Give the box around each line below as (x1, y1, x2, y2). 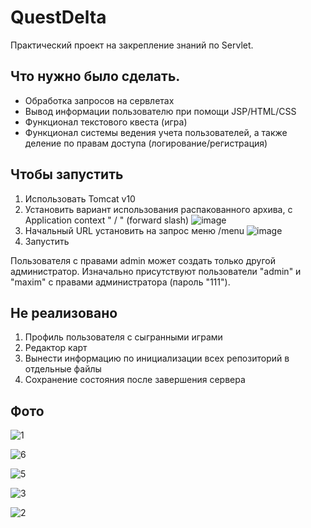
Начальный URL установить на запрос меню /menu (24, 224, 245, 236)
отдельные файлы (24, 363, 102, 375)
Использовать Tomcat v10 (24, 192, 136, 205)
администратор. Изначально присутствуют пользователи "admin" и (10, 265, 302, 277)
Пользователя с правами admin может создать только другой (10, 254, 276, 266)
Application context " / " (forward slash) (24, 214, 190, 226)
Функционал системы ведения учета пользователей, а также (24, 126, 288, 138)
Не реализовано (10, 304, 118, 321)
